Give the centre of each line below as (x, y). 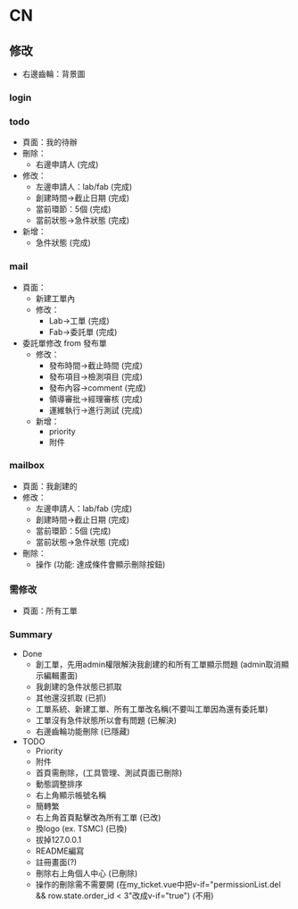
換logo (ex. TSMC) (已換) (81, 829)
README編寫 (60, 851)
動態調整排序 (59, 784)
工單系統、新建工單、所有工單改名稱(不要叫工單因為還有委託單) (152, 709)
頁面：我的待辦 (50, 142)
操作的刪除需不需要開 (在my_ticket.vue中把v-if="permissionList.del (158, 885)
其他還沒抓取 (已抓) (71, 698)
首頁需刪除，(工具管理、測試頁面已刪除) (109, 773)
